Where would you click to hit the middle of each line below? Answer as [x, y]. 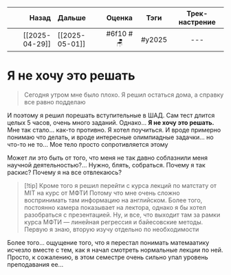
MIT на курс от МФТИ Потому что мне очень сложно [102, 193]
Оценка [119, 18]
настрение [197, 22]
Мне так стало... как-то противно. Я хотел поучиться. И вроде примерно [114, 130]
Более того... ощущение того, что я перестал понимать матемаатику [108, 242]
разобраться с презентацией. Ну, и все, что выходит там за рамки [122, 215]
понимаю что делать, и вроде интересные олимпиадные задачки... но [111, 137]
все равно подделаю [55, 101]
